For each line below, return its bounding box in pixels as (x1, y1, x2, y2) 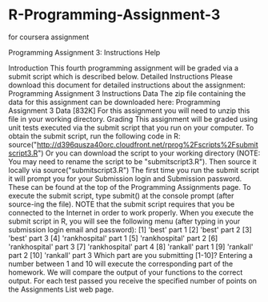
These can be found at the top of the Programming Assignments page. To (8, 182, 251, 191)
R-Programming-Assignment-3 (8, 6, 221, 24)
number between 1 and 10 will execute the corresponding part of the (8, 259, 234, 268)
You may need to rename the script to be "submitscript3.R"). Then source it (8, 156, 258, 166)
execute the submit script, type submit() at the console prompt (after (8, 191, 234, 200)
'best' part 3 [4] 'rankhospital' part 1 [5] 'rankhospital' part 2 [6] (8, 233, 218, 243)
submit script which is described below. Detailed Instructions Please (8, 71, 234, 81)
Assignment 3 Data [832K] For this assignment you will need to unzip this (8, 106, 250, 115)
